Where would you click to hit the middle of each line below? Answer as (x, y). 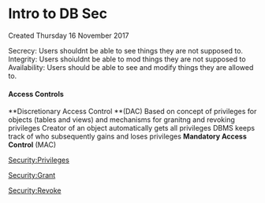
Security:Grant (32, 175)
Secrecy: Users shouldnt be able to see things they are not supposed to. (125, 50)
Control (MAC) (32, 145)
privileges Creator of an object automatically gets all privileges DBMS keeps (131, 128)
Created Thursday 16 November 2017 (69, 35)
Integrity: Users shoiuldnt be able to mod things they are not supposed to (127, 59)
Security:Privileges (39, 160)
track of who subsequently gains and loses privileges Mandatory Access (127, 137)
